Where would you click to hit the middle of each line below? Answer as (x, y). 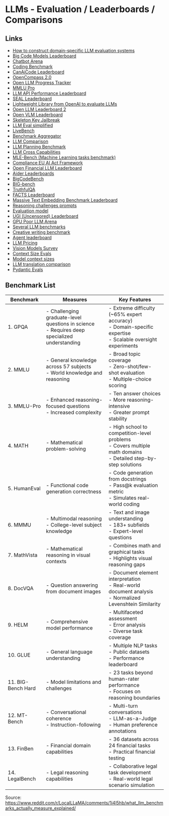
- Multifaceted (126, 612)
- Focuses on (124, 691)
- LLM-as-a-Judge (133, 718)
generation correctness (74, 491)
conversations (125, 712)
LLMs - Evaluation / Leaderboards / (80, 9)
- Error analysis (127, 624)
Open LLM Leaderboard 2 (39, 109)
